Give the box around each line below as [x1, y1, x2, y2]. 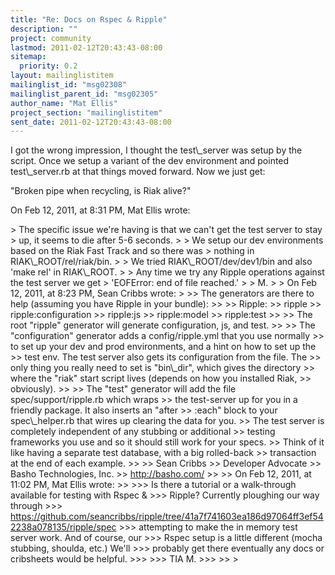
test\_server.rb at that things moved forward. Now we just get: [10, 166, 266, 178]
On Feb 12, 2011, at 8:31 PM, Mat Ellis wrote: [10, 204, 191, 216]
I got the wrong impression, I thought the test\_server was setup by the [10, 144, 303, 156]
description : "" [10, 24, 78, 34]
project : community [10, 33, 92, 43]
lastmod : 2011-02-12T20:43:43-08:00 [10, 42, 163, 53]
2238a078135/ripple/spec [10, 521, 117, 533]
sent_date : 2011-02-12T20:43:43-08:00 [10, 117, 172, 127]
